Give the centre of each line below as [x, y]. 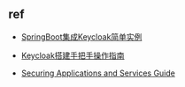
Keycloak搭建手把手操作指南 [73, 55]
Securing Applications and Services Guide [98, 73]
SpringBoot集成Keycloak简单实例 [81, 36]
